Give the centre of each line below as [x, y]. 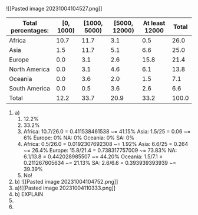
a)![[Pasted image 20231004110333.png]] [65, 188]
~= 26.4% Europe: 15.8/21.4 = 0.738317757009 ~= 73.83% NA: [100, 150]
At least [154, 23]
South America [30, 88]
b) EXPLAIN [29, 194]
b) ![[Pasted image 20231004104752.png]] [66, 182]
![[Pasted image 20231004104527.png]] [54, 9]
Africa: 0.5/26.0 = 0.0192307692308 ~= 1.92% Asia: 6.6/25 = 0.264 [106, 144]
